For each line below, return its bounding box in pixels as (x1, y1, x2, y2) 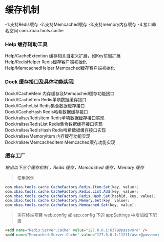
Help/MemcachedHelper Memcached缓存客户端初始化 (5, 65, 115, 71)
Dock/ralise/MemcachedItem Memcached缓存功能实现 (5, 139, 116, 145)
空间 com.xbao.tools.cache (9, 27, 64, 33)
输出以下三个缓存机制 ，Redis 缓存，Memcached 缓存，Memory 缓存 (5, 164, 144, 170)
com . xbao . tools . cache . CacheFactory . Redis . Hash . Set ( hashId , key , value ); (5, 193, 156, 199)
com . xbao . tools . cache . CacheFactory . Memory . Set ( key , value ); (5, 198, 130, 203)
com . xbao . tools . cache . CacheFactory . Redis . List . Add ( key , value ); (5, 189, 139, 194)
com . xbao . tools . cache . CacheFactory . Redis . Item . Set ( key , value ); (5, 185, 139, 189)
